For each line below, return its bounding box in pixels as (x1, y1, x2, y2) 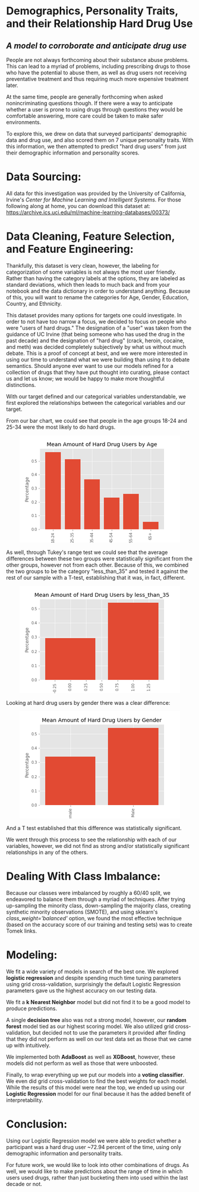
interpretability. (6, 1096, 43, 1104)
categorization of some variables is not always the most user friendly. (6, 268, 176, 275)
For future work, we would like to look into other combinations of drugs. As (6, 1161, 189, 1168)
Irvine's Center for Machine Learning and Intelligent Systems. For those (6, 196, 181, 203)
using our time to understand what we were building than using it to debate (6, 356, 190, 363)
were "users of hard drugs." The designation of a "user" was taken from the (6, 324, 192, 332)
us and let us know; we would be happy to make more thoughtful (6, 374, 165, 382)
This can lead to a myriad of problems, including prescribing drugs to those (6, 63, 191, 70)
